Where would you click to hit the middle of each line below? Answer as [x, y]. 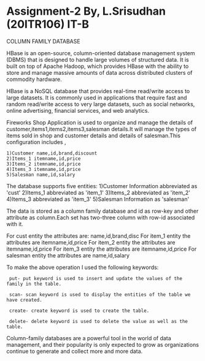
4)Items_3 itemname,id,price [44, 169]
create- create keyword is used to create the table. [79, 311]
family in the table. [34, 284]
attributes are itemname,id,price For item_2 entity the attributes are [91, 242]
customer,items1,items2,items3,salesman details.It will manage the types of [102, 129]
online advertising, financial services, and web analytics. [78, 110]
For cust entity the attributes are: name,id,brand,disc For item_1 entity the [99, 236]
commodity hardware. [34, 79]
